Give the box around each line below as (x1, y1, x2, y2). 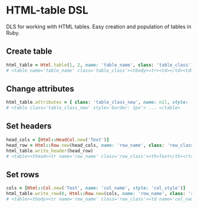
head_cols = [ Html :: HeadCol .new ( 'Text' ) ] (6, 137, 110, 143)
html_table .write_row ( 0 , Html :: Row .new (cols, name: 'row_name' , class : (6, 191, 186, 197)
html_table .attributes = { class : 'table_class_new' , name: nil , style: (6, 100, 189, 105)
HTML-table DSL (6, 4, 88, 17)
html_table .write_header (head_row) (6, 148, 94, 154)
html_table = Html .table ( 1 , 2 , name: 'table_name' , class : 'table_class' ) (6, 62, 194, 68)
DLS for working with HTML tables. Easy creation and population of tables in (6, 23, 192, 30)
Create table (6, 47, 52, 57)
